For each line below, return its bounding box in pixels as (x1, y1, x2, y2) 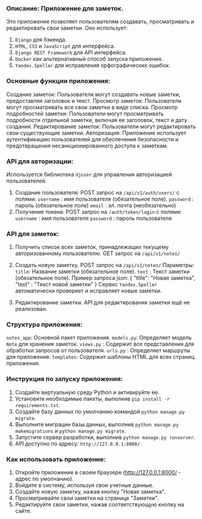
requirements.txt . (15, 401, 60, 408)
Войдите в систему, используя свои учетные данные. (15, 482, 154, 489)
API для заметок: (6, 230, 59, 238)
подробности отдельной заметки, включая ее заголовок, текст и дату (6, 116, 187, 123)
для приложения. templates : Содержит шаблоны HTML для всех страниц (6, 353, 195, 361)
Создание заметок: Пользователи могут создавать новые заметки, (6, 91, 181, 98)
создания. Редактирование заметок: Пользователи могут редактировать (6, 123, 196, 130)
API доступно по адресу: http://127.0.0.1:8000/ (15, 440, 140, 447)
